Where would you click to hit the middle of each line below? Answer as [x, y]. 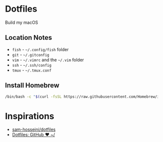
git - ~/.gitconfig [31, 54]
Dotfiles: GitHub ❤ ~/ [33, 135]
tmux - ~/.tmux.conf [32, 70]
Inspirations [30, 116]
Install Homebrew [32, 85]
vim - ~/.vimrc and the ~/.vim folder [48, 60]
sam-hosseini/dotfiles [34, 129]
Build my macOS [22, 22]
